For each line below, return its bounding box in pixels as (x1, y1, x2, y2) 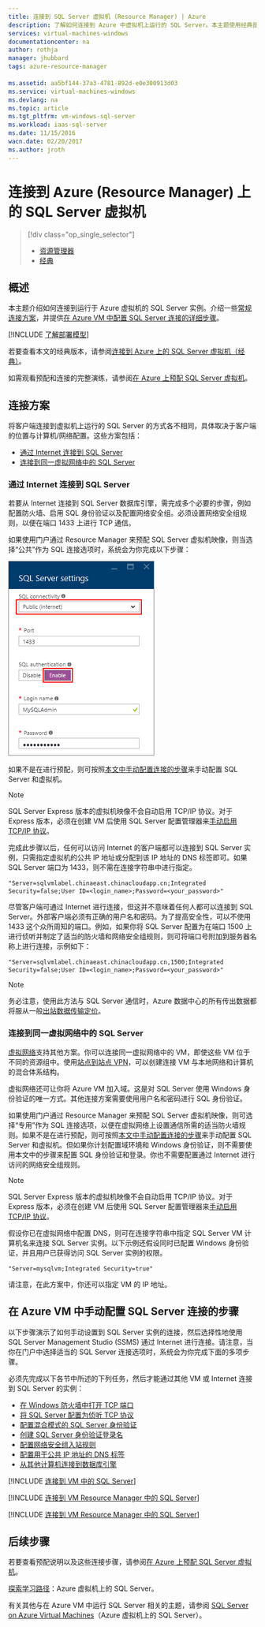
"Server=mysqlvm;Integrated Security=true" (8, 1264, 154, 1273)
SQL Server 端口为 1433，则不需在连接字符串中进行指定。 (8, 863, 197, 872)
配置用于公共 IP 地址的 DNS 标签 (19, 1450, 125, 1459)
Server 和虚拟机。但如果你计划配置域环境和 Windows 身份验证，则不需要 (8, 1140, 246, 1149)
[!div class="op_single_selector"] (27, 229, 136, 239)
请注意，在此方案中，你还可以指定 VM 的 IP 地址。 (8, 1279, 172, 1289)
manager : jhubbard (8, 54, 69, 62)
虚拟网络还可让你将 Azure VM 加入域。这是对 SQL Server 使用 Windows (8, 1084, 242, 1093)
